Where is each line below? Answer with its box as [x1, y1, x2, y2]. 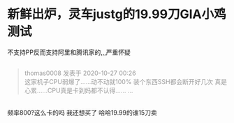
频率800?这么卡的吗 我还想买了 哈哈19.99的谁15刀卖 [7, 108, 157, 117]
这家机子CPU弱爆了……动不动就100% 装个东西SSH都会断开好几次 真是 [24, 77, 227, 85]
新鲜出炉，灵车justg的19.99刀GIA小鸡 [7, 6, 226, 22]
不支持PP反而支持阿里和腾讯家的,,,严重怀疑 [7, 48, 131, 56]
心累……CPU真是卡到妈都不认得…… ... [24, 86, 133, 95]
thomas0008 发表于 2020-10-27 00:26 [24, 69, 136, 77]
